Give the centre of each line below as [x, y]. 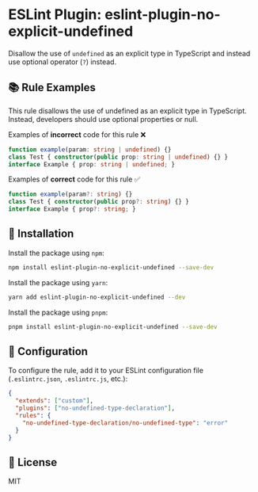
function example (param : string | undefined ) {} [90, 149]
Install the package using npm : [56, 253]
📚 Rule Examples [52, 88]
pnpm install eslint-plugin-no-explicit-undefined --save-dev [113, 326]
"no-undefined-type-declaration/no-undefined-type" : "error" [125, 423]
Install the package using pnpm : [58, 312]
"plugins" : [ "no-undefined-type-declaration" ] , [95, 408]
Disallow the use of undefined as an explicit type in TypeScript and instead [129, 53]
